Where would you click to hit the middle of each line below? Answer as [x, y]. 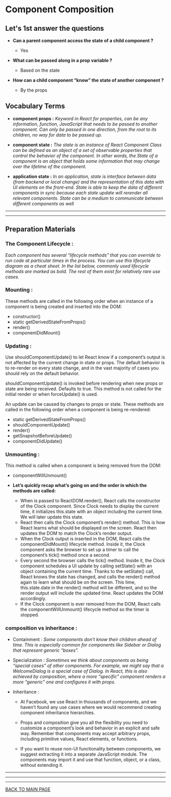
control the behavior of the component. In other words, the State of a [85, 156]
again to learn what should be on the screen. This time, [78, 582]
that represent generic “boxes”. [46, 650]
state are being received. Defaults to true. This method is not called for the [83, 389]
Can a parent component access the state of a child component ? [83, 40]
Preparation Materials [40, 229]
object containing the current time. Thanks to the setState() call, [87, 571]
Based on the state [40, 70]
